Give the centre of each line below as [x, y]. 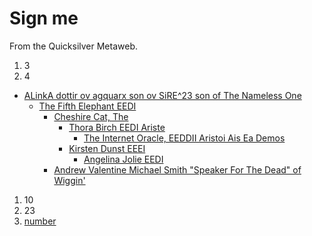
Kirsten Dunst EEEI [107, 148]
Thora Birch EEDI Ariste [117, 127]
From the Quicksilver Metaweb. [73, 46]
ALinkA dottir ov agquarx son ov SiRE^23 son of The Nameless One [162, 95]
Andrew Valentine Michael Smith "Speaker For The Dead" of [177, 169]
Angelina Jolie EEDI [123, 159]
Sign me [44, 18]
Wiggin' [69, 180]
